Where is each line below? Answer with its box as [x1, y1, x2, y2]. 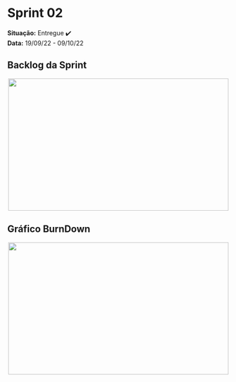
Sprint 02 [7, 5, 63, 21]
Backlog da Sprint [7, 59, 87, 71]
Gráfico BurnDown [7, 223, 91, 235]
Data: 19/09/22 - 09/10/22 [7, 39, 84, 47]
